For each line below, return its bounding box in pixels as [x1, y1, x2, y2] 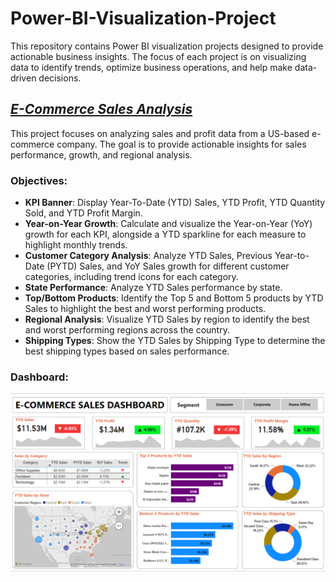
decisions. [38, 72, 82, 84]
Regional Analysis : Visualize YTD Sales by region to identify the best [24, 313, 310, 326]
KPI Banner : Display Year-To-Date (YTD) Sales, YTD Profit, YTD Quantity [24, 197, 326, 209]
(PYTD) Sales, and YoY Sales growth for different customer [46, 260, 290, 272]
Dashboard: [10, 370, 69, 384]
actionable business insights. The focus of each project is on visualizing [10, 50, 307, 62]
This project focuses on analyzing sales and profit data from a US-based [10, 127, 310, 139]
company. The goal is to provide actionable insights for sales [56, 138, 307, 150]
